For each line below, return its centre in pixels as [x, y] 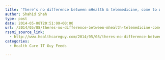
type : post [16, 19]
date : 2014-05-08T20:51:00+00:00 [39, 23]
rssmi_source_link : [25, 32]
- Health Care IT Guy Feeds [38, 46]
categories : [17, 41]
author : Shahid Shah [26, 14]
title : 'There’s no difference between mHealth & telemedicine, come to [81, 10]
